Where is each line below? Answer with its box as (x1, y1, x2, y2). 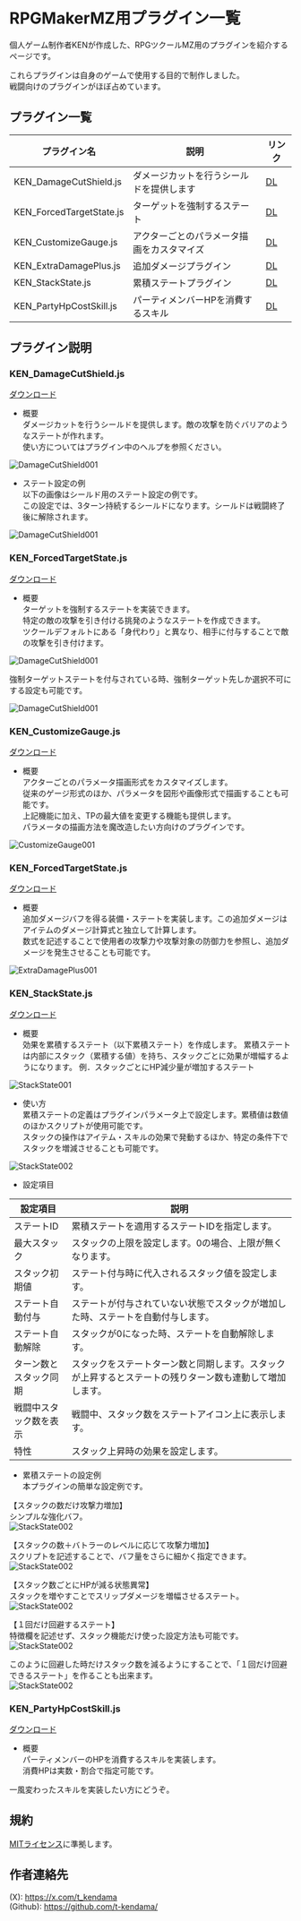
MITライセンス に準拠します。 (9, 1838, 117, 1849)
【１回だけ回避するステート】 (9, 1618, 119, 1630)
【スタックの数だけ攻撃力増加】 (9, 1499, 127, 1510)
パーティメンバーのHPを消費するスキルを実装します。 (21, 1754, 221, 1764)
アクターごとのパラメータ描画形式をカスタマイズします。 (21, 776, 233, 788)
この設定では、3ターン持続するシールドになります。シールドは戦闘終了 (21, 501, 286, 511)
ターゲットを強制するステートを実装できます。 (21, 604, 195, 614)
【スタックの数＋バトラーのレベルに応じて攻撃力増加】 (9, 1539, 214, 1550)
